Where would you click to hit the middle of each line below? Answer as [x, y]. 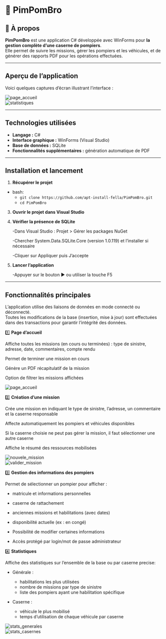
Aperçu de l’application [41, 76]
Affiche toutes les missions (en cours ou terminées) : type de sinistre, [76, 344]
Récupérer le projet [32, 183]
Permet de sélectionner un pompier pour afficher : [56, 484]
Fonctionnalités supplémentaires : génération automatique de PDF [81, 151]
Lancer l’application [33, 265]
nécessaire [23, 246]
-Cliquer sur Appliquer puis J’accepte [50, 256]
